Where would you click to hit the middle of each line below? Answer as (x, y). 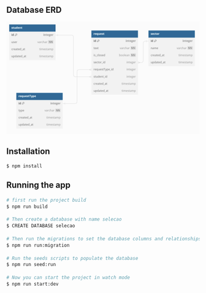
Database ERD (34, 10)
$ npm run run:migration (38, 245)
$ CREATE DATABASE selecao (41, 226)
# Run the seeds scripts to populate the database (72, 258)
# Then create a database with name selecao (64, 219)
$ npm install (25, 166)
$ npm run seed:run (31, 265)
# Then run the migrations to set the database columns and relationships (104, 238)
